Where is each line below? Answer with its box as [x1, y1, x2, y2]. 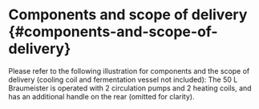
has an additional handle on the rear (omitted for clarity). [8, 91, 195, 101]
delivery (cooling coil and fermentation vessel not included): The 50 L [8, 75, 238, 84]
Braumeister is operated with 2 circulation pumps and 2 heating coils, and [8, 83, 252, 93]
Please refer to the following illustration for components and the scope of [8, 66, 250, 75]
